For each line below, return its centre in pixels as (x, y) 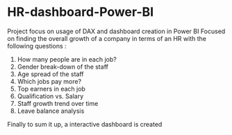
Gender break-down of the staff (63, 66)
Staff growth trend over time (58, 103)
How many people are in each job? (67, 59)
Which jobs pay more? (49, 81)
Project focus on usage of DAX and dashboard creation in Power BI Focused (116, 31)
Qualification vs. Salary (50, 96)
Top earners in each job (51, 89)
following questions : (37, 46)
